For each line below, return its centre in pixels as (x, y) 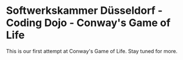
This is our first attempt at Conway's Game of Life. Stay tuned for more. (92, 51)
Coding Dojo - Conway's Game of (88, 23)
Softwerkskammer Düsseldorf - (85, 11)
